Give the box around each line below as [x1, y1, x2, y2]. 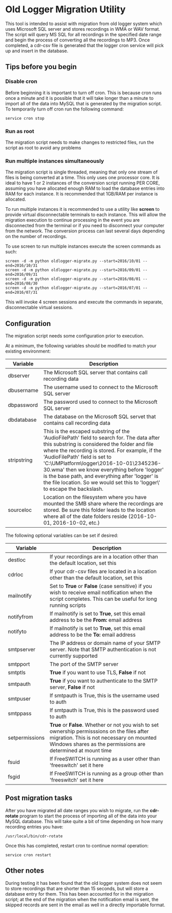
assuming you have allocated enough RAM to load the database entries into [5, 185, 165, 191]
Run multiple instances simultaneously [5, 157, 104, 164]
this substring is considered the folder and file [43, 441, 154, 448]
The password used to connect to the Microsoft [43, 398, 158, 405]
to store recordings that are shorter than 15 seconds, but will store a [5, 885, 148, 892]
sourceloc [8, 507, 32, 514]
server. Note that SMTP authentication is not [49, 646, 157, 653]
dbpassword [8, 402, 38, 409]
